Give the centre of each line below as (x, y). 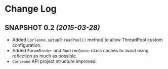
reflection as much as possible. (45, 56)
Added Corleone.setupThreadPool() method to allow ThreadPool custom (87, 40)
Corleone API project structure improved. (54, 61)
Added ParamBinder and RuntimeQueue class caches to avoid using (80, 50)
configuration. (27, 45)
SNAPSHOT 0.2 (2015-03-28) (52, 28)
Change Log (31, 9)
